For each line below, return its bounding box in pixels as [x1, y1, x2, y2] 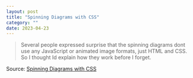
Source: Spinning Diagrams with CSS [6, 66, 97, 73]
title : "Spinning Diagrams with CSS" [6, 14, 100, 20]
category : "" [6, 19, 39, 25]
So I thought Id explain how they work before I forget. [20, 54, 151, 61]
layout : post [6, 8, 39, 15]
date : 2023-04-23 [6, 25, 49, 31]
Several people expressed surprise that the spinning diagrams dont [20, 41, 186, 48]
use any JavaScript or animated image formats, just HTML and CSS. [20, 48, 188, 55]
